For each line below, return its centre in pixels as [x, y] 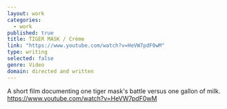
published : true [30, 33]
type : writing [28, 52]
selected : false [30, 59]
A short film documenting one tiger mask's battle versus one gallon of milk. [114, 91]
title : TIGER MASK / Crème [46, 39]
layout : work [26, 13]
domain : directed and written [51, 71]
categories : [24, 20]
